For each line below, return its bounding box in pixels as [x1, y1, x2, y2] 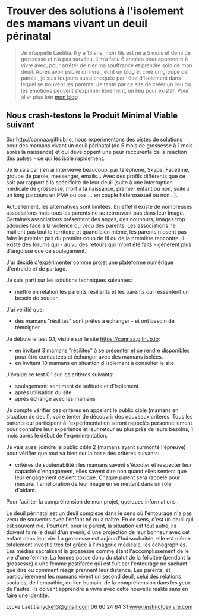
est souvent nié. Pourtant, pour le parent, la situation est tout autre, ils [6, 522, 177, 529]
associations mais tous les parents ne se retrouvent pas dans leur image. [6, 209, 185, 216]
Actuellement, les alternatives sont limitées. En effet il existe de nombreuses [6, 203, 192, 210]
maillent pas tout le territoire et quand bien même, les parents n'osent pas [6, 228, 187, 235]
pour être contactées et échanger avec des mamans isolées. [14, 353, 163, 360]
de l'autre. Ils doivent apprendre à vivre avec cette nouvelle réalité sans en [6, 585, 188, 592]
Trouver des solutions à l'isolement [6, 4, 184, 18]
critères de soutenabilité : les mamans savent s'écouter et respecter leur [14, 461, 192, 468]
